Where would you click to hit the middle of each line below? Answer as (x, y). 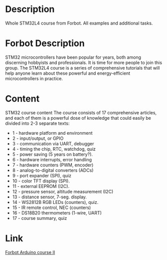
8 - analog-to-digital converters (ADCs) (53, 170)
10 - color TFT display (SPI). (41, 181)
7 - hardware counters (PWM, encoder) (53, 165)
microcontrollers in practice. (34, 78)
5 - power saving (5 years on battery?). (53, 154)
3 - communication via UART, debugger (53, 143)
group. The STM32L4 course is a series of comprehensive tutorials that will (83, 68)
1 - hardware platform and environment (53, 133)
